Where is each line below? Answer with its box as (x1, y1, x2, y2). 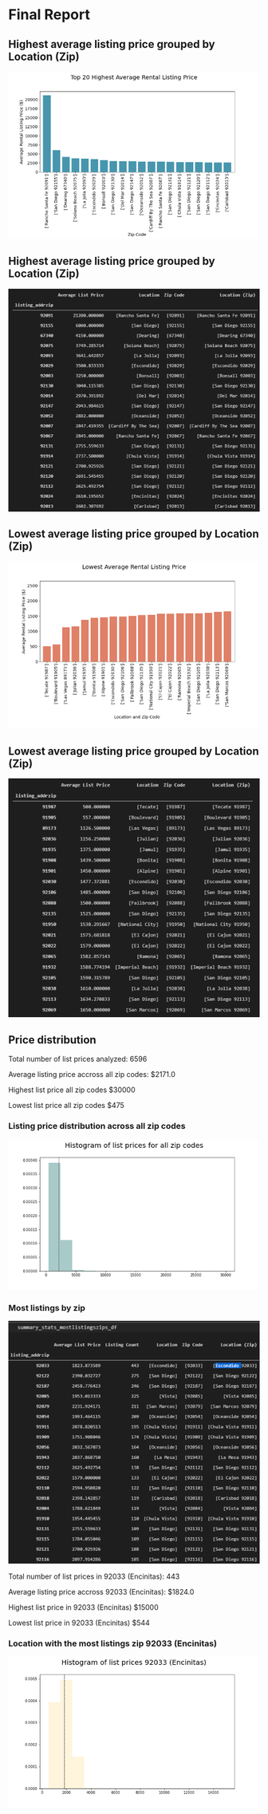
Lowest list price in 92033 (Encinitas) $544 (8, 1618, 150, 1627)
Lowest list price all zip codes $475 (8, 1101, 125, 1110)
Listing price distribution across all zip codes (8, 1121, 186, 1132)
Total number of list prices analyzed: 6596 (8, 1055, 148, 1064)
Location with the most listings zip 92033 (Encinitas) (8, 1638, 218, 1649)
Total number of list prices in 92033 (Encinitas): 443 (8, 1571, 180, 1581)
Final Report (8, 6, 90, 24)
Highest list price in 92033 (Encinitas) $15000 (8, 1602, 160, 1612)
